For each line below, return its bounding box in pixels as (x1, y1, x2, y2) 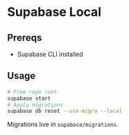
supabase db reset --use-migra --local (7, 108, 123, 115)
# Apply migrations (7, 101, 64, 108)
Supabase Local (7, 4, 102, 20)
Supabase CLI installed (17, 50, 83, 58)
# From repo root (7, 88, 58, 96)
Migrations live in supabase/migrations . (7, 120, 119, 129)
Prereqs (7, 32, 42, 44)
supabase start (7, 95, 51, 102)
